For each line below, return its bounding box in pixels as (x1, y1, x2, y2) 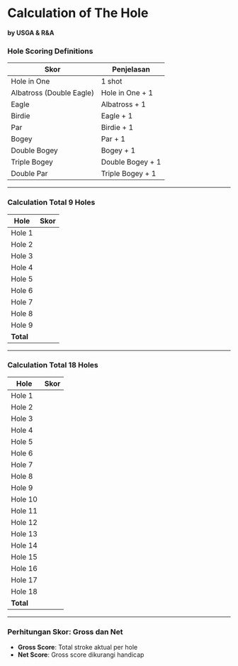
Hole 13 (11, 528, 38, 538)
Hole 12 (11, 517, 38, 527)
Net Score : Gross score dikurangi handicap (17, 650, 144, 659)
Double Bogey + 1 (101, 157, 161, 167)
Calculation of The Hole (7, 5, 149, 21)
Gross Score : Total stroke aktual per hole (17, 643, 138, 652)
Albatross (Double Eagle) (11, 88, 94, 98)
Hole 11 (11, 506, 38, 516)
